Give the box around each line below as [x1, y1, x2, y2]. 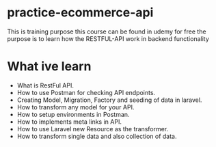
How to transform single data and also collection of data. [16, 132, 177, 140]
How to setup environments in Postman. [16, 110, 130, 118]
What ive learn [7, 59, 92, 75]
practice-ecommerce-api [7, 5, 154, 21]
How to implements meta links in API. [16, 118, 122, 126]
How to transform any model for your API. [16, 103, 135, 111]
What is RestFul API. [16, 81, 74, 90]
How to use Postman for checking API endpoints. [16, 88, 156, 96]
